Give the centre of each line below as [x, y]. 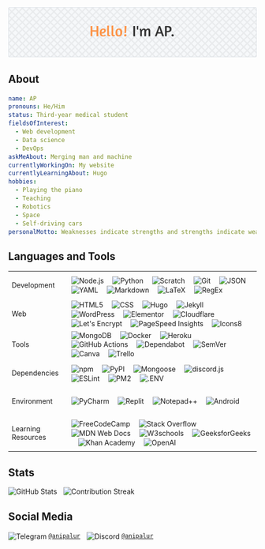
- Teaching [33, 199]
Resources [29, 437]
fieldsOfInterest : [38, 124]
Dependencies [35, 373]
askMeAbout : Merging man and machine [70, 156]
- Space [28, 215]
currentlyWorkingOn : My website [61, 165]
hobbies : [22, 182]
